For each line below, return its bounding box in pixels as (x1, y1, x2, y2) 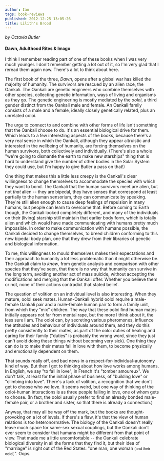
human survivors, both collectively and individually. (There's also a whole (5, 148, 152, 154)
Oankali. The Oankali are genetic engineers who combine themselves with (5, 87, 154, 93)
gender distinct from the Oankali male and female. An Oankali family (5, 102, 142, 108)
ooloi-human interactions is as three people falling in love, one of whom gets (5, 389, 159, 395)
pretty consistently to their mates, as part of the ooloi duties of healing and (5, 328, 155, 334)
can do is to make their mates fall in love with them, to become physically (5, 343, 152, 349)
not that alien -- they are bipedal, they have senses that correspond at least (5, 189, 157, 195)
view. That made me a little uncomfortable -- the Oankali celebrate (5, 435, 139, 441)
